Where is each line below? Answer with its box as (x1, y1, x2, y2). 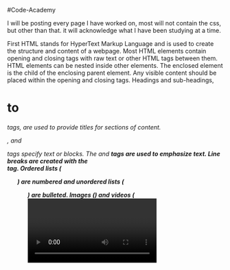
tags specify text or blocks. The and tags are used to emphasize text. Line (7, 149, 221, 158)
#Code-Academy (7, 6, 56, 14)
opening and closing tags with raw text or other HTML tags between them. (7, 54, 218, 62)
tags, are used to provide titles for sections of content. (7, 123, 161, 131)
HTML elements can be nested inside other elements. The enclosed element (7, 62, 223, 69)
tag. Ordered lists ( (7, 164, 62, 172)
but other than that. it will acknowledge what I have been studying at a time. (7, 27, 221, 34)
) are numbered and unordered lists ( (16, 177, 124, 186)
